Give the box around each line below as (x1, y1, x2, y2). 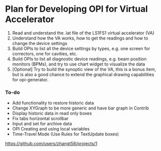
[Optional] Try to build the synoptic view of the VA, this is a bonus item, (12, 66, 156, 72)
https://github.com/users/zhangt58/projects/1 (5, 141, 97, 147)
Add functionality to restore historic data (12, 100, 94, 106)
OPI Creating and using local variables (12, 126, 90, 132)
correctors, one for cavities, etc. (12, 50, 78, 57)
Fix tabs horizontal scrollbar (12, 116, 69, 122)
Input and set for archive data (12, 121, 72, 127)
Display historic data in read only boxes (12, 110, 92, 116)
